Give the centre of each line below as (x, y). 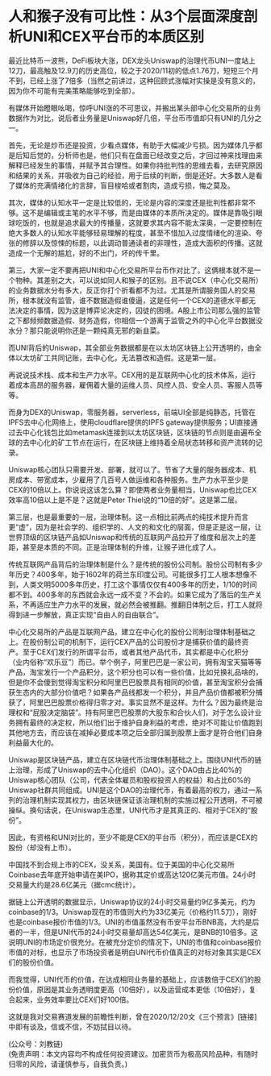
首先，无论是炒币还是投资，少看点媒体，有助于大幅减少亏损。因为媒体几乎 (132, 145)
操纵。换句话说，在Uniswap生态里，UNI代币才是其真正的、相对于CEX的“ (130, 810)
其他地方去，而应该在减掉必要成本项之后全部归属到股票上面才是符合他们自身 (135, 732)
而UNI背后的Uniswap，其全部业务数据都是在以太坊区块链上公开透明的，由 (132, 347)
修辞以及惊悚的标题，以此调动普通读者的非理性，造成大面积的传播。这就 (142, 243)
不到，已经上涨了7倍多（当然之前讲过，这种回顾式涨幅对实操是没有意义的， (134, 81)
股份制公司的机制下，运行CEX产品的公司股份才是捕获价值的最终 (135, 642)
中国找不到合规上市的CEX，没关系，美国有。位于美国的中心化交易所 (122, 864)
